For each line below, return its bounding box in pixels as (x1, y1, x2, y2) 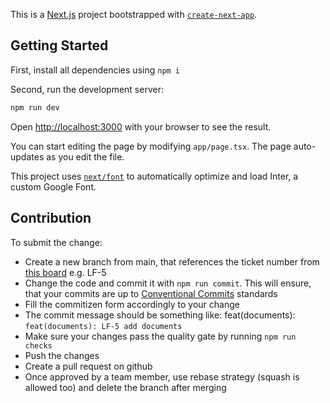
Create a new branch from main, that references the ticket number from (24, 255, 320, 268)
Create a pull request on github (24, 360, 153, 372)
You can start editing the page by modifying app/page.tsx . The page (10, 140, 292, 152)
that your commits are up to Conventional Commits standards (24, 287, 278, 299)
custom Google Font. (10, 180, 97, 193)
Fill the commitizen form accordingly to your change (24, 298, 240, 310)
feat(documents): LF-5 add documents (24, 321, 183, 331)
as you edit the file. (46, 150, 125, 163)
